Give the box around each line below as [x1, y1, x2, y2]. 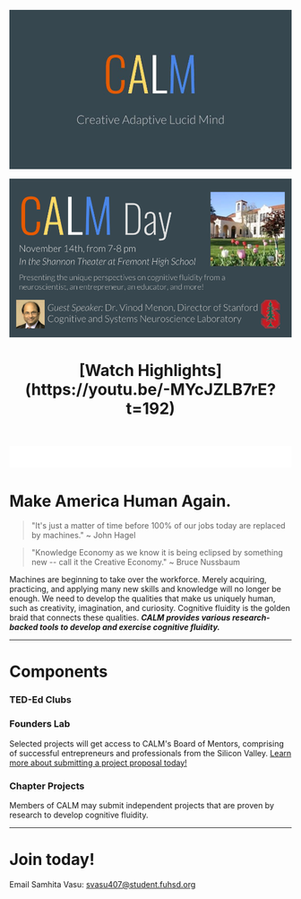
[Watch [79, 361, 134, 381]
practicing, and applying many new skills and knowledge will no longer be [9, 584, 282, 595]
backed [9, 622, 39, 633]
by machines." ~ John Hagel [30, 530, 136, 541]
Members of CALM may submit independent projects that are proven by [9, 799, 275, 810]
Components [9, 661, 108, 682]
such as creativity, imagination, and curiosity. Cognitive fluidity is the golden [9, 603, 291, 614]
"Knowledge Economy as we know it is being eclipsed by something [30, 547, 284, 558]
